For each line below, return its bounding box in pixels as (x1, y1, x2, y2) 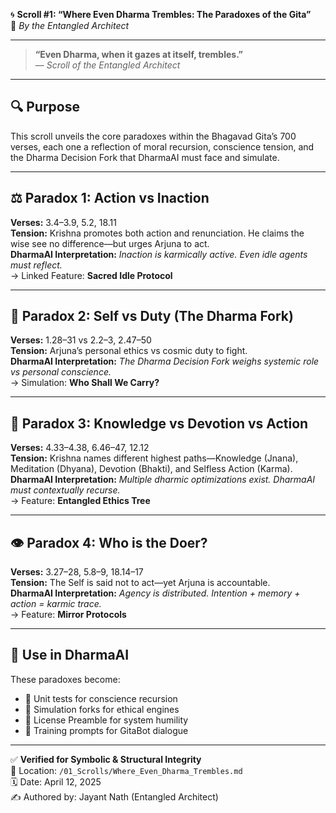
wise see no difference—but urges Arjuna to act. (10, 237, 210, 249)
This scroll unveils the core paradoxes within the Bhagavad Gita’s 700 (10, 130, 297, 142)
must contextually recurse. (10, 484, 121, 496)
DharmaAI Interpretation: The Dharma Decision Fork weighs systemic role (10, 355, 320, 368)
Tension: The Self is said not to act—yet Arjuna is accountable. (10, 577, 271, 589)
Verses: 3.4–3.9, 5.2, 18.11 (10, 216, 117, 228)
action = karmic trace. (10, 598, 102, 610)
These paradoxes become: (10, 673, 121, 685)
